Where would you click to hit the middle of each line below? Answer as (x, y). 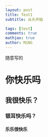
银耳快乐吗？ (21, 116)
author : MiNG (19, 43)
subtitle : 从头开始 (24, 19)
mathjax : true (20, 38)
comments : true (21, 33)
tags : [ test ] (19, 28)
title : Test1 (19, 15)
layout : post (19, 10)
